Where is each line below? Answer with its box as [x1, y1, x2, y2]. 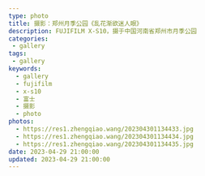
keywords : [8, 65, 42, 73]
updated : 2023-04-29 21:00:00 [8, 155, 111, 163]
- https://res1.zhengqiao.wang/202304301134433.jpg [15, 125, 194, 133]
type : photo [8, 11, 49, 20]
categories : [8, 34, 49, 43]
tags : [8, 49, 27, 58]
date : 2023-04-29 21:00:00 [8, 148, 100, 156]
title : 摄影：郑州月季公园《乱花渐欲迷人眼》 [8, 19, 143, 28]
